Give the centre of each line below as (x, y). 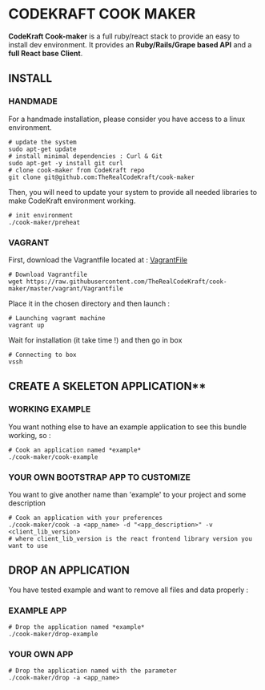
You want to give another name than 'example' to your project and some (127, 494)
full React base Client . (46, 53)
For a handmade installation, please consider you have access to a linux (127, 119)
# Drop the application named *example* (77, 627)
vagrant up (26, 325)
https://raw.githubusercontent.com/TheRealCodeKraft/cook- (126, 282)
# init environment (41, 215)
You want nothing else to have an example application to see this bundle (127, 427)
